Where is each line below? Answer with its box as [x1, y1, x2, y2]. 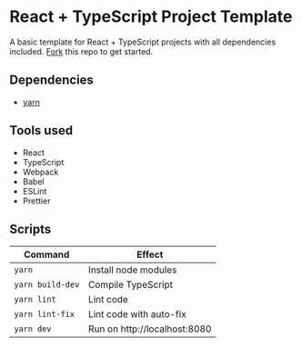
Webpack [22, 166, 59, 177]
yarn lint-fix [14, 309, 75, 320]
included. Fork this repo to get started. [9, 45, 154, 56]
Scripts [9, 221, 52, 237]
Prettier [22, 195, 51, 206]
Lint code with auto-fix [87, 308, 186, 321]
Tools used [9, 123, 74, 138]
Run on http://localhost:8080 [87, 322, 212, 335]
